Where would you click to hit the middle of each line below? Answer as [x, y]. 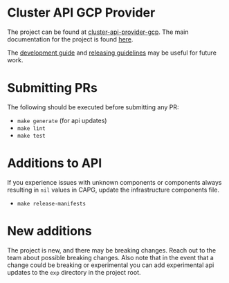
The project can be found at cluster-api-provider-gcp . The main [98, 32]
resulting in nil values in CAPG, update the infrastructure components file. [113, 190]
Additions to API [55, 163]
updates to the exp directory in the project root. [74, 272]
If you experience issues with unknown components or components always [114, 182]
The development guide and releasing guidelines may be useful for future [112, 53]
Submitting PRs [53, 88]
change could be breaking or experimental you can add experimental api [111, 265]
